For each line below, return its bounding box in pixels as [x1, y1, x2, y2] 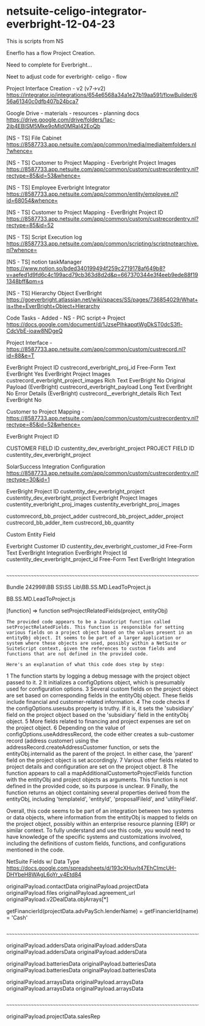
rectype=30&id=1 [6, 476, 50, 483]
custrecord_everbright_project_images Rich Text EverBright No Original [6, 376, 185, 384]
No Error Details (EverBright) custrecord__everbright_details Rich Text [6, 389, 182, 397]
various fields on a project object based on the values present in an [6, 630, 192, 636]
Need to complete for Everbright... [6, 61, 93, 68]
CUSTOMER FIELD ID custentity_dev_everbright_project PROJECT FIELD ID [6, 444, 195, 452]
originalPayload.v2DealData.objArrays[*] [6, 895, 109, 903]
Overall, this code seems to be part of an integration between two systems [6, 807, 194, 814]
